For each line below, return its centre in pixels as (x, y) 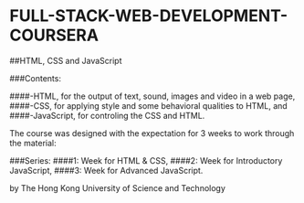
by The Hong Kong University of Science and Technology (118, 187)
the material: (33, 143)
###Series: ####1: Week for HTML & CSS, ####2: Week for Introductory (146, 160)
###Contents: (36, 78)
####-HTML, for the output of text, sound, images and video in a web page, (152, 96)
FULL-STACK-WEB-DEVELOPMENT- (149, 16)
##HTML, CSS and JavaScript (66, 60)
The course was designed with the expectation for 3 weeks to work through (152, 133)
